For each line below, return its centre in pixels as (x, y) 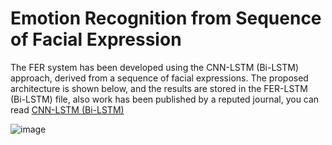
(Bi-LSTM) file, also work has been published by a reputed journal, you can (165, 99)
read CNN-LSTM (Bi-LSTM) (67, 109)
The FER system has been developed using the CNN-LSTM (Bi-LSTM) (155, 67)
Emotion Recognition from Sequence (166, 18)
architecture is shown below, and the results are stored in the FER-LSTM (159, 88)
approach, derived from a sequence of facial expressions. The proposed (159, 78)
